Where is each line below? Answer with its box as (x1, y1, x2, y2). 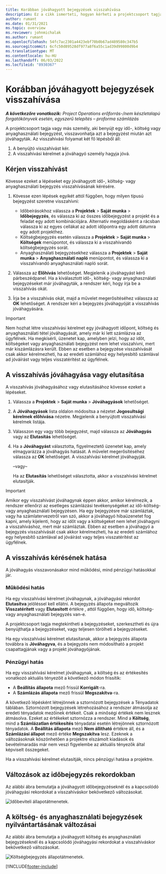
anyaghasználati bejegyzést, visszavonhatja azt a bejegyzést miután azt (5, 131, 152, 136)
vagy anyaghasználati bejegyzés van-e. (5, 611, 87, 617)
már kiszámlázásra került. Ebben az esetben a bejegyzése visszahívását (5, 346, 152, 351)
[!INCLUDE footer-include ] (5, 863, 58, 869)
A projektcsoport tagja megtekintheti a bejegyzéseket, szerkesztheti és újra (5, 621, 159, 627)
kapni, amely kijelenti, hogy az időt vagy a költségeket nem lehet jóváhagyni (5, 518, 160, 524)
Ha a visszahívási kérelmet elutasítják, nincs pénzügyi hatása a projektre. (5, 756, 154, 762)
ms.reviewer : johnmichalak (5, 30, 61, 35)
